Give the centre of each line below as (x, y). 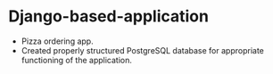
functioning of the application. (77, 60)
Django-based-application (108, 16)
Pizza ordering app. (58, 41)
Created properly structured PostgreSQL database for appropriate (142, 50)
